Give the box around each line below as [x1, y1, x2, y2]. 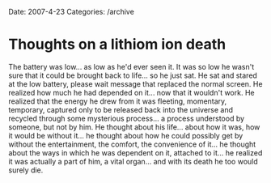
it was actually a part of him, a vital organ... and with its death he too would [8, 156, 259, 166]
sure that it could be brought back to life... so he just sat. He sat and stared [8, 70, 257, 80]
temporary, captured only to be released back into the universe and [8, 104, 233, 114]
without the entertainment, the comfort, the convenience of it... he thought [8, 139, 256, 149]
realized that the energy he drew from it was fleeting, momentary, [8, 96, 227, 106]
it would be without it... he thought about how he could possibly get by [8, 130, 243, 140]
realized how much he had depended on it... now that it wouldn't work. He [8, 87, 255, 97]
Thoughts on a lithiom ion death [8, 36, 227, 53]
